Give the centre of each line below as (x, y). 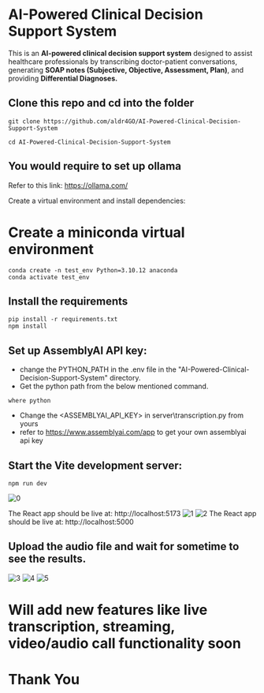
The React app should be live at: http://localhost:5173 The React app (132, 513)
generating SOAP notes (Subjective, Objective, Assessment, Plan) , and (126, 69)
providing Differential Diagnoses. (63, 78)
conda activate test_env (49, 277)
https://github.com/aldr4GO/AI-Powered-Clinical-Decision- (142, 121)
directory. (125, 378)
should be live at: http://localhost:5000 (71, 522)
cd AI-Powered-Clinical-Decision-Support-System (89, 142)
